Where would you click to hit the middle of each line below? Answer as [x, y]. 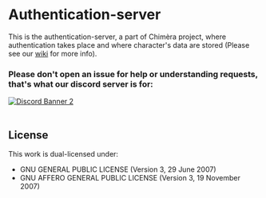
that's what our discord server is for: [81, 83]
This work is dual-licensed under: [63, 154]
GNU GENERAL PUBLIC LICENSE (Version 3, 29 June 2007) [118, 169]
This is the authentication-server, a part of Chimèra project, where [117, 37]
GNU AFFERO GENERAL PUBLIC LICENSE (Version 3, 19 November [130, 178]
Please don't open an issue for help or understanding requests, [133, 74]
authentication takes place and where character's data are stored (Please [129, 45]
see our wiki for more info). [53, 53]
